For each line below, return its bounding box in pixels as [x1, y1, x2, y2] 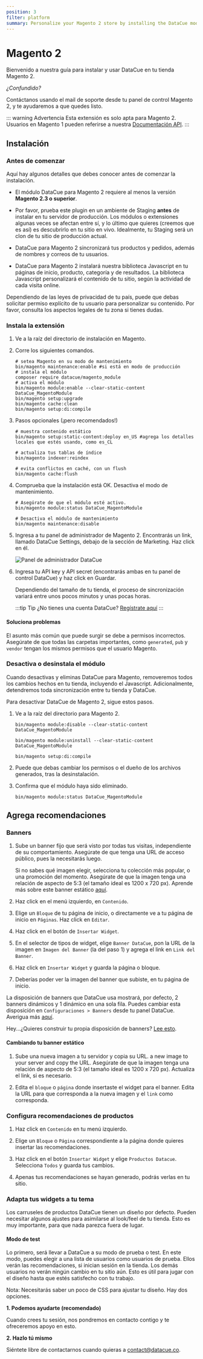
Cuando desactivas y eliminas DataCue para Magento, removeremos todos [6, 673, 193, 680]
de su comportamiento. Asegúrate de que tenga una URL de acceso [14, 849, 185, 856]
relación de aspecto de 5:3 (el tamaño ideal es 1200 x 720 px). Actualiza [14, 1065, 195, 1072]
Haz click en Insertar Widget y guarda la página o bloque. [14, 964, 161, 971]
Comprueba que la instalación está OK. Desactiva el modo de [14, 482, 168, 489]
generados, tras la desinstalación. [14, 770, 100, 777]
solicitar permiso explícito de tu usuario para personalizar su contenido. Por [6, 300, 195, 307]
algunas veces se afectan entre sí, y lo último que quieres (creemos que [14, 219, 195, 227]
